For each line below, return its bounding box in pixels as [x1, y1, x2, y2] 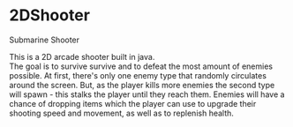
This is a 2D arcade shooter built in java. [9, 51, 155, 62]
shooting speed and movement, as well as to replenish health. [9, 108, 234, 118]
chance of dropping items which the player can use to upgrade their [9, 98, 257, 108]
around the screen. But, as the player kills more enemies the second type [9, 79, 275, 90]
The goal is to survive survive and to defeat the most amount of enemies [9, 61, 274, 71]
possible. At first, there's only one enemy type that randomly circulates [9, 70, 267, 80]
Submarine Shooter [9, 34, 80, 45]
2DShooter [9, 5, 91, 26]
